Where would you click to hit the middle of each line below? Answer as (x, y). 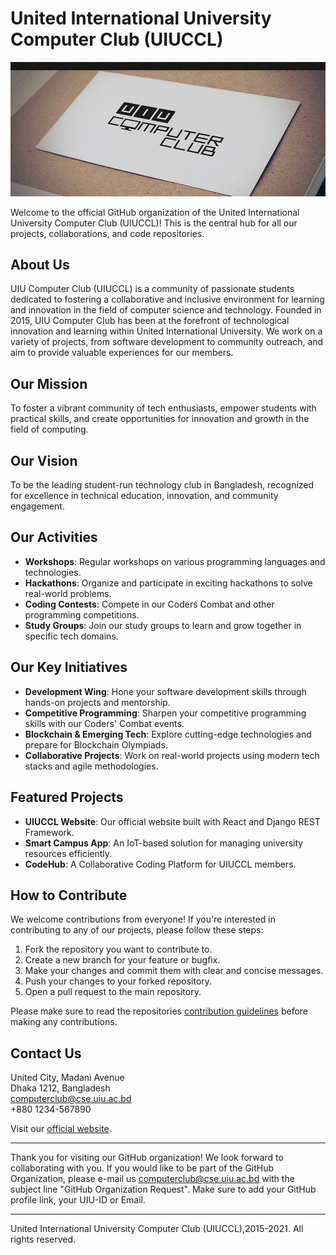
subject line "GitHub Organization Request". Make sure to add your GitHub (163, 1189)
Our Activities (54, 537)
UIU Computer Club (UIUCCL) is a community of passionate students (152, 289)
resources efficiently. (68, 853)
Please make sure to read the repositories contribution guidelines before (159, 1011)
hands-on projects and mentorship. (97, 702)
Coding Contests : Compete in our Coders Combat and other (149, 604)
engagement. (37, 506)
